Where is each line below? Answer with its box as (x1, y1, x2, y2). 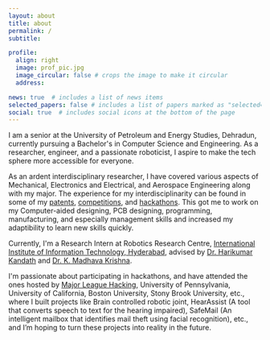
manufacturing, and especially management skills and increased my (8, 214, 234, 224)
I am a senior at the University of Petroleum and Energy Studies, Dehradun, (8, 131, 257, 140)
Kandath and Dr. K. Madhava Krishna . (8, 255, 133, 266)
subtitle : (8, 34, 42, 43)
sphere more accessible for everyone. (8, 156, 134, 166)
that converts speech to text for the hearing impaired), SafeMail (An (8, 305, 232, 315)
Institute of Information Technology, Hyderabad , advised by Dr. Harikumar (8, 247, 253, 257)
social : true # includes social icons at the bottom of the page (8, 108, 235, 117)
